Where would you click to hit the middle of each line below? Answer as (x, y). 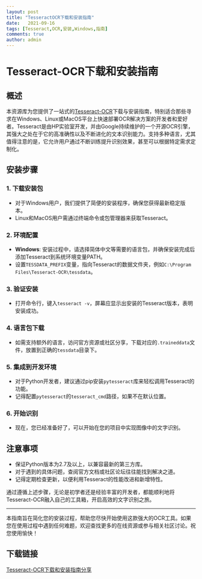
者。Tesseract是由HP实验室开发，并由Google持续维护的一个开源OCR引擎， (100, 126)
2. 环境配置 (22, 235)
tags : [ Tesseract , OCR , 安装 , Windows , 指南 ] (57, 29)
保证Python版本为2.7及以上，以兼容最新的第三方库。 (80, 464)
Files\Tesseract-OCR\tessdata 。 (55, 271)
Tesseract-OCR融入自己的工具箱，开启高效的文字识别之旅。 (81, 499)
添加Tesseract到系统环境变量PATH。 (60, 256)
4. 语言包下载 (26, 328)
